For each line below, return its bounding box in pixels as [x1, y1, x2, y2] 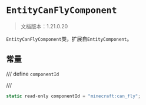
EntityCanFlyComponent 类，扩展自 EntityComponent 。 [6, 35, 132, 42]
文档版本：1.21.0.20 [20, 22, 68, 29]
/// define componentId [6, 70, 59, 77]
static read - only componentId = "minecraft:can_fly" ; [6, 93, 141, 99]
